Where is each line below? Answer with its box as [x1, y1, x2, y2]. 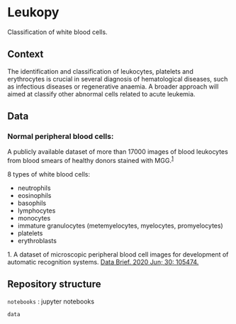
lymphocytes [17, 206, 56, 215]
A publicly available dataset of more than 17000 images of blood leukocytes [7, 147, 228, 156]
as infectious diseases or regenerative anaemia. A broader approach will [7, 82, 219, 91]
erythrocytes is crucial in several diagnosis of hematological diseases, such [7, 74, 228, 83]
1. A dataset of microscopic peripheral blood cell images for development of [7, 250, 229, 259]
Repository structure [7, 278, 101, 291]
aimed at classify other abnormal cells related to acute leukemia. [7, 89, 196, 98]
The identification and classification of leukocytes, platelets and [7, 67, 193, 75]
